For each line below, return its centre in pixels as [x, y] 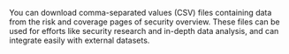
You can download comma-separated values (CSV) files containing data [141, 13]
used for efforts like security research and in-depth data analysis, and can [144, 31]
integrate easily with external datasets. [80, 40]
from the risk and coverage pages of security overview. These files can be [144, 22]
